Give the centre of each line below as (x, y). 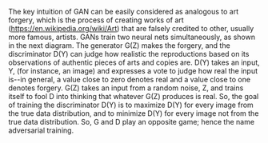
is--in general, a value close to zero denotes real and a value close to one (129, 79)
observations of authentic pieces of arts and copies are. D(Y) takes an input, (134, 62)
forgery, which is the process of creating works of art (96, 20)
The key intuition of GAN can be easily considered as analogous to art (123, 12)
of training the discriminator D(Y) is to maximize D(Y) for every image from (131, 105)
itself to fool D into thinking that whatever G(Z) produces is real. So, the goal (134, 96)
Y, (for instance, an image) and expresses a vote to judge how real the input (133, 71)
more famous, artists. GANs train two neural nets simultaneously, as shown (132, 37)
